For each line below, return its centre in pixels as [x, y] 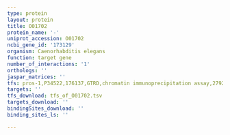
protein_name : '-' [33, 32]
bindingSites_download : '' [46, 108]
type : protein [27, 13]
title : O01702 [27, 26]
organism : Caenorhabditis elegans [56, 52]
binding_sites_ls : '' [38, 115]
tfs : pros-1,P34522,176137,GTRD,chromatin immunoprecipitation [99, 83]
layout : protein [30, 20]
